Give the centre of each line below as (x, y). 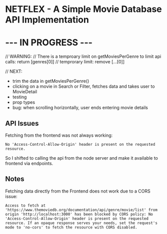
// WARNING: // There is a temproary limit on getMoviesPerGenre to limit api (83, 56)
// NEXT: (14, 71)
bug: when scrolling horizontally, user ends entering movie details (80, 108)
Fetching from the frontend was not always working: (59, 135)
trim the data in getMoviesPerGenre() (51, 81)
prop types (24, 102)
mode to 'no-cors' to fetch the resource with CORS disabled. (71, 227)
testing (19, 97)
